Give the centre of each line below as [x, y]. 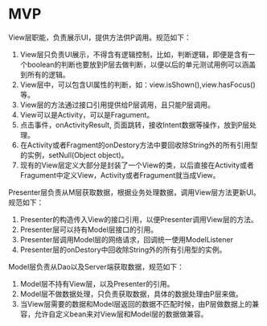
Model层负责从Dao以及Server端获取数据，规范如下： [97, 266]
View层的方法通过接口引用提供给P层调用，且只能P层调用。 [117, 105]
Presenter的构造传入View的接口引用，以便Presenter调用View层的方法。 [139, 219]
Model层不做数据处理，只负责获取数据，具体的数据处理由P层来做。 [131, 294]
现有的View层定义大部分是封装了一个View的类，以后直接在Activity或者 [137, 165]
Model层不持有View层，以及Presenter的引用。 [97, 283]
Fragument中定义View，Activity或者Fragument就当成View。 [120, 175]
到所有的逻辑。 [45, 74]
